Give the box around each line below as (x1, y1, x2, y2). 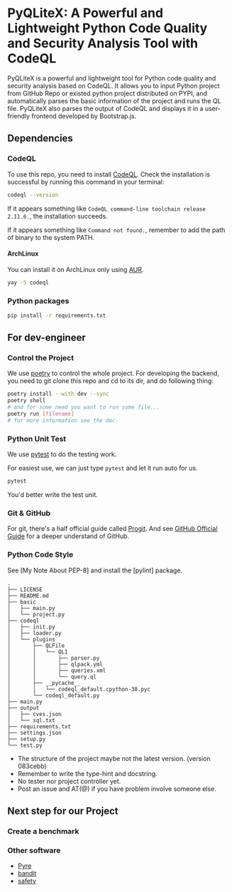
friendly (7, 112, 31, 120)
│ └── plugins (7, 636, 55, 643)
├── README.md (7, 592, 50, 599)
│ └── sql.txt (7, 717, 55, 724)
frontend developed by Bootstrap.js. (31, 112, 137, 120)
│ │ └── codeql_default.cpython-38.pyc (7, 686, 151, 693)
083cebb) (17, 762, 48, 770)
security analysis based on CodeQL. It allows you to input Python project (7, 81, 220, 90)
